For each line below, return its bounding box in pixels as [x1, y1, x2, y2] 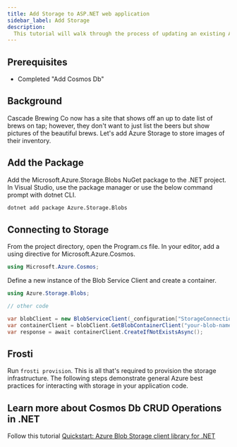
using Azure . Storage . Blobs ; [7, 290, 90, 297]
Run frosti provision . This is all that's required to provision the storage [7, 367, 217, 375]
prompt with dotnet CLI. [7, 190, 76, 199]
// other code [7, 302, 49, 310]
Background [7, 95, 62, 107]
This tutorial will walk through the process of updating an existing [13, 30, 226, 37]
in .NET [7, 413, 40, 425]
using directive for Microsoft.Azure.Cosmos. [7, 250, 136, 258]
